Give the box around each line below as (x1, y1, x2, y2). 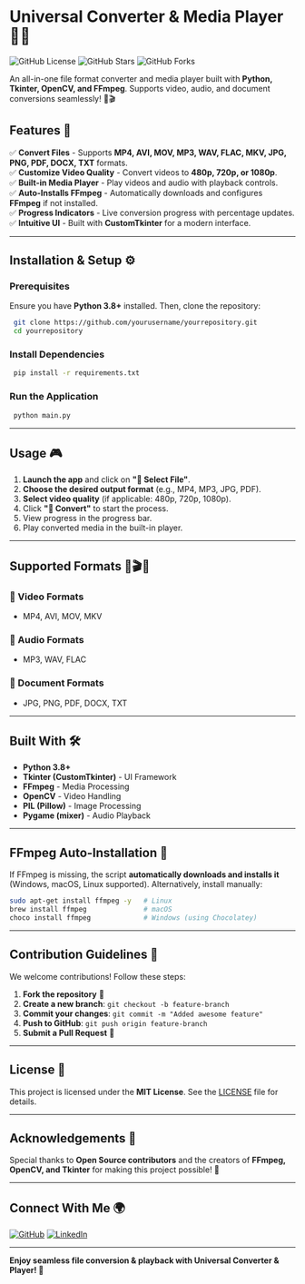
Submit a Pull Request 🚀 (22, 1027, 115, 1038)
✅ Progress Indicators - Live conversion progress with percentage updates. (9, 207, 295, 218)
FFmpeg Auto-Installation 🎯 (9, 844, 168, 860)
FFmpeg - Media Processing (22, 781, 130, 792)
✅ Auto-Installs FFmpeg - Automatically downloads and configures (9, 187, 263, 198)
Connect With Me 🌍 (9, 1200, 125, 1216)
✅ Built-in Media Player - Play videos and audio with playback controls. (9, 177, 279, 188)
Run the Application (9, 390, 99, 403)
